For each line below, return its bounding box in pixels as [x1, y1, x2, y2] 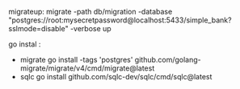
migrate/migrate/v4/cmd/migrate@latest [19, 63, 155, 73]
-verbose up [69, 24, 112, 33]
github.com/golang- [134, 55, 202, 64]
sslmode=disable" [8, 24, 69, 33]
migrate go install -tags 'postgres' [19, 55, 133, 64]
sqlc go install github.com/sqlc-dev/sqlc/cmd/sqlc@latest [19, 72, 213, 81]
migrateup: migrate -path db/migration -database [8, 7, 173, 16]
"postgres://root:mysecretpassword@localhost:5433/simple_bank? [8, 15, 232, 25]
